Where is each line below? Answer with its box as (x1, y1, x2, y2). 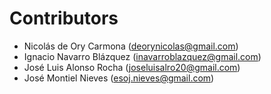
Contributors (9, 7, 119, 30)
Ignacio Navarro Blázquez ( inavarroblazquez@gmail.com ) (23, 50, 262, 62)
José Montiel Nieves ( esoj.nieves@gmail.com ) (23, 72, 215, 84)
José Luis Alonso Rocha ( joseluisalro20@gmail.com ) (23, 61, 241, 73)
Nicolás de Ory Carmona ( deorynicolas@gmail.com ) (23, 40, 239, 52)
